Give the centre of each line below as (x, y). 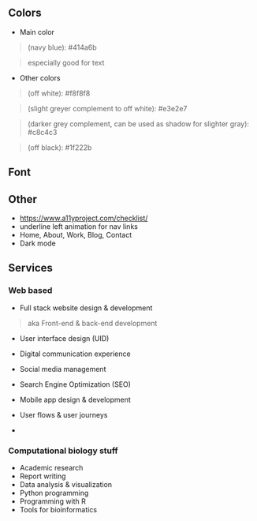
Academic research (51, 468)
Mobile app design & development (75, 399)
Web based (30, 290)
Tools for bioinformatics (58, 510)
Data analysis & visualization (66, 484)
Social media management (63, 369)
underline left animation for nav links (78, 227)
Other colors (40, 77)
